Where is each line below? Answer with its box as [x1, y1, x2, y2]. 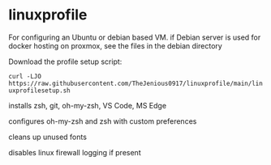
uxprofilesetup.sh [8, 87, 71, 95]
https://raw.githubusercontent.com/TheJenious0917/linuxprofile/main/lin [8, 79, 264, 87]
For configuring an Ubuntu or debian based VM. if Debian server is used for [8, 32, 261, 42]
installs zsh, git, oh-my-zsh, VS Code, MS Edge [8, 100, 167, 110]
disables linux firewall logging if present [8, 147, 141, 157]
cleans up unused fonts [8, 132, 88, 142]
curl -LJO [8, 72, 42, 80]
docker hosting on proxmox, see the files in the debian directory [8, 40, 223, 50]
